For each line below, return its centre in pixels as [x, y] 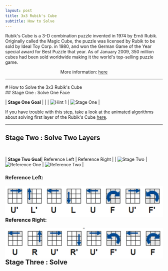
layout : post [19, 10]
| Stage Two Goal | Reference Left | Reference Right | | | [76, 159]
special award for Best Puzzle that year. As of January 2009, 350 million [79, 52]
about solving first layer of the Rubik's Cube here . [56, 117]
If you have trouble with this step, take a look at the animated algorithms [79, 112]
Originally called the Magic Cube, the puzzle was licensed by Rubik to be [80, 41]
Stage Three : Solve [36, 262]
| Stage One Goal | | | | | [52, 102]
